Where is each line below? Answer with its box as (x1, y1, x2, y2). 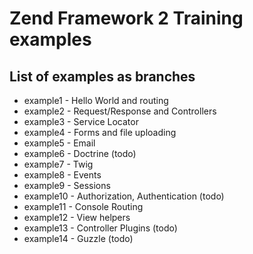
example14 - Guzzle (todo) (23, 233, 134, 244)
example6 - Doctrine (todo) (23, 148, 137, 159)
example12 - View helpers (23, 212, 131, 223)
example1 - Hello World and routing (23, 95, 169, 106)
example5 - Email (23, 137, 96, 149)
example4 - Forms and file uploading (23, 127, 177, 138)
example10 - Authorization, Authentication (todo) (23, 190, 225, 202)
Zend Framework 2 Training (9, 7, 244, 30)
